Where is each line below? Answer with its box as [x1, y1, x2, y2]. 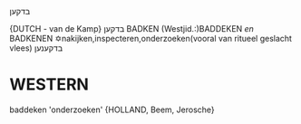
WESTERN [9, 74, 89, 95]
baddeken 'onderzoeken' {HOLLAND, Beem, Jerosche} [9, 104, 215, 115]
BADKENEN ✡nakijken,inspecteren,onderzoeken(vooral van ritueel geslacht [9, 33, 293, 43]
